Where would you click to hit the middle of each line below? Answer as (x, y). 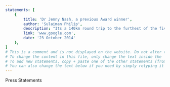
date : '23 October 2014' (50, 38)
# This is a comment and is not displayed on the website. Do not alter (83, 52)
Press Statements (24, 80)
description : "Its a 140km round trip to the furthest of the (90, 29)
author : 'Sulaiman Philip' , (53, 24)
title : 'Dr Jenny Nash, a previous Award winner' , (78, 19)
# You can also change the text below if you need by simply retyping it (85, 66)
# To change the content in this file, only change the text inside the (83, 57)
